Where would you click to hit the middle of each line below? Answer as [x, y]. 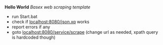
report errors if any [31, 27]
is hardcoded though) [34, 37]
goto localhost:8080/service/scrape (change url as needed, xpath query [85, 32]
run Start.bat [25, 16]
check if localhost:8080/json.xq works [50, 22]
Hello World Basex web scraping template [48, 7]
